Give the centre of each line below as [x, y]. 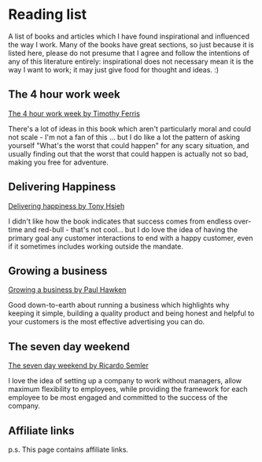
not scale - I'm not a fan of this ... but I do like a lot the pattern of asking [124, 137]
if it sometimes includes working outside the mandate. [96, 246]
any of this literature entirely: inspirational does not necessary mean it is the [131, 61]
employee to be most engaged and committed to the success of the [118, 397]
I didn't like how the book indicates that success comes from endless [120, 221]
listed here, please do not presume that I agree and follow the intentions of [129, 53]
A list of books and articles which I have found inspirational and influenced [129, 36]
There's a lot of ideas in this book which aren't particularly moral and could [130, 128]
